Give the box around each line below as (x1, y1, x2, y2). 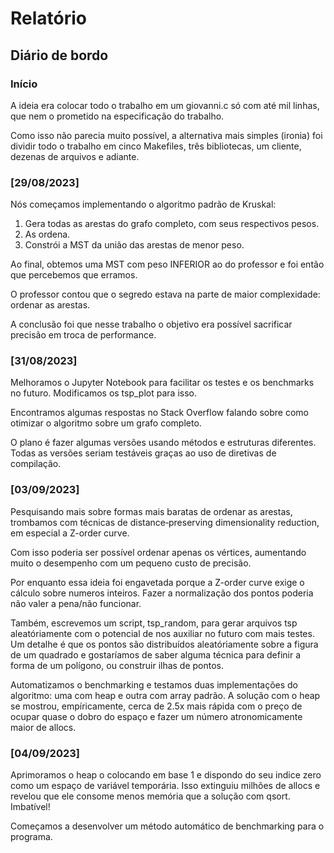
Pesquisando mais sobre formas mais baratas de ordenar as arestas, (10, 505, 293, 517)
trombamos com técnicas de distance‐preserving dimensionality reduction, (10, 516, 320, 528)
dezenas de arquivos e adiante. (10, 150, 140, 162)
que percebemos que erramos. (10, 269, 138, 281)
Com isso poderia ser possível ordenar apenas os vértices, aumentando (10, 546, 307, 558)
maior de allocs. (10, 721, 77, 733)
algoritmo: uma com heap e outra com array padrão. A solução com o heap (10, 689, 321, 701)
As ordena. (24, 228, 71, 241)
